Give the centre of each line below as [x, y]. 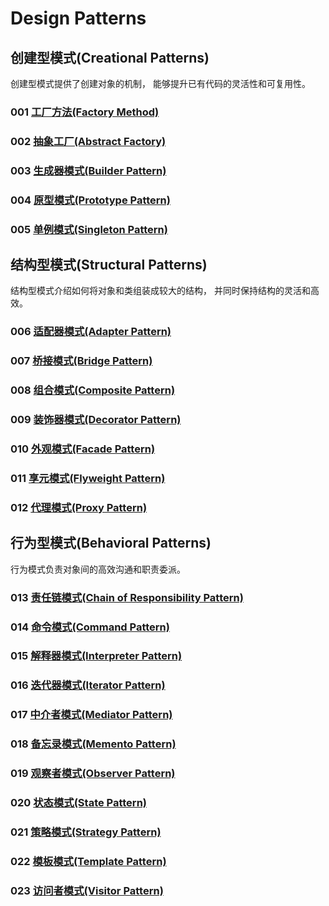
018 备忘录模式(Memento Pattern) [93, 744]
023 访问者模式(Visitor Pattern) [87, 890]
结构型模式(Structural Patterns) [109, 265]
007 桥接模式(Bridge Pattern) [81, 361]
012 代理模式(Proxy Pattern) [79, 507]
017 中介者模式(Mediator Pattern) [91, 715]
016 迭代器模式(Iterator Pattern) [88, 685]
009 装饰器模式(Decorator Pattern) [96, 420]
